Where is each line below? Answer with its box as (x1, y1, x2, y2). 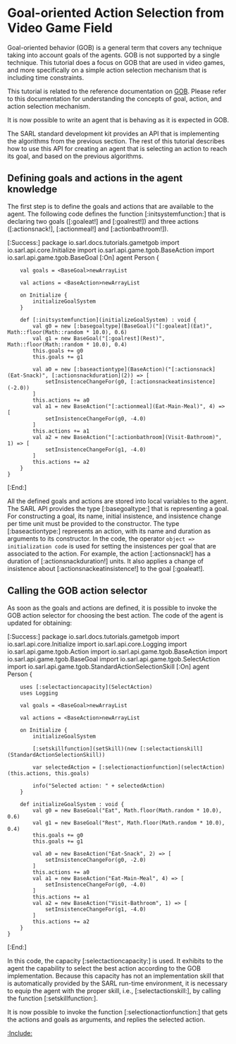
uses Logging (20, 690, 58, 697)
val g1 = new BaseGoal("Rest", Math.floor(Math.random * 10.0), (32, 819, 225, 827)
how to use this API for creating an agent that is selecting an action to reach (7, 144, 228, 152)
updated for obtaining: (7, 618, 73, 627)
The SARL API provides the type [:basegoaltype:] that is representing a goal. (7, 504, 229, 512)
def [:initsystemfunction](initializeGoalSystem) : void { (20, 316, 197, 323)
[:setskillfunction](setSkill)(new (32, 745, 137, 752)
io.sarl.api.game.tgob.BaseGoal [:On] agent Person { (7, 253, 160, 262)
